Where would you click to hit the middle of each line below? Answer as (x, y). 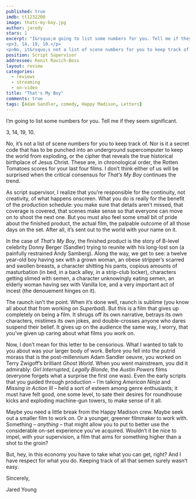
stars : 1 (17, 33)
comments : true (24, 98)
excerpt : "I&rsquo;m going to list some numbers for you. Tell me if (92, 39)
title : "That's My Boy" (35, 93)
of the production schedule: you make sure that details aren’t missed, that (95, 204)
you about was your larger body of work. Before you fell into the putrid (91, 351)
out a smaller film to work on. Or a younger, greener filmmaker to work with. (97, 418)
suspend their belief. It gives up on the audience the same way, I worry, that (97, 327)
